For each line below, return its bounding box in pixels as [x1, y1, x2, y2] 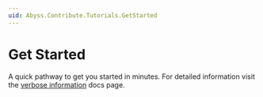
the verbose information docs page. [8, 80, 125, 89]
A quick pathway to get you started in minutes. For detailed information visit [8, 72, 255, 81]
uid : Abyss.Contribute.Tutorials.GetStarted [8, 11, 158, 20]
